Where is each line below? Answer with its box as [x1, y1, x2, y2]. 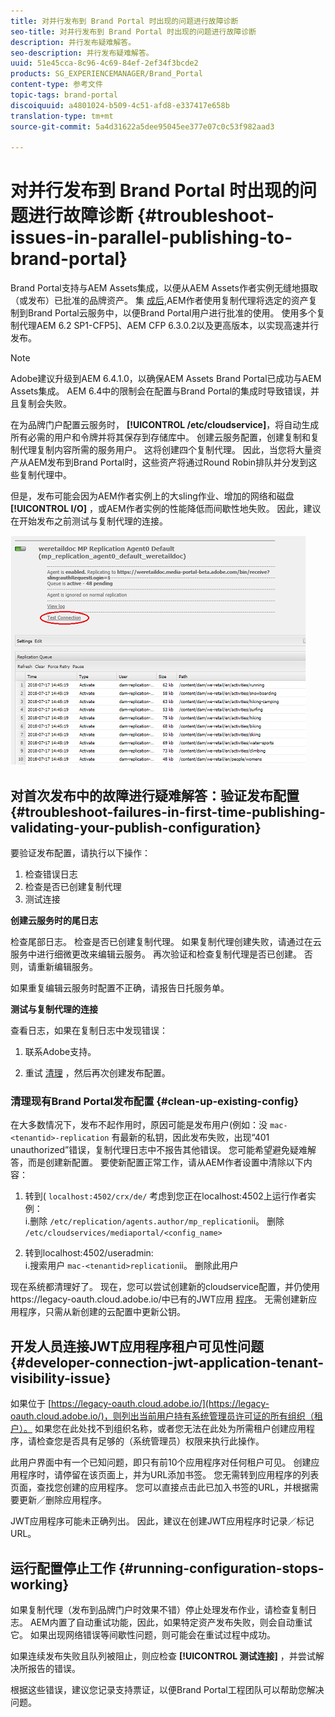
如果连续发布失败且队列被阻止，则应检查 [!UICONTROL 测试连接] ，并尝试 [10, 1650, 316, 1662]
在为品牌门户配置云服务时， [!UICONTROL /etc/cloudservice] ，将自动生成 [10, 419, 320, 431]
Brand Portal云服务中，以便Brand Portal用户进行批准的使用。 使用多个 [27, 307, 317, 319]
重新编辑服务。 [36, 961, 98, 972]
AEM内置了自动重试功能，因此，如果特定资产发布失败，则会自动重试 [29, 1616, 313, 1628]
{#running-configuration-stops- [118, 1560, 325, 1577]
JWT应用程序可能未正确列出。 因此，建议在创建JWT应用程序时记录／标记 [10, 1515, 315, 1527]
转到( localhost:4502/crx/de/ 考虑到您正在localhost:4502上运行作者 [24, 1190, 308, 1202]
